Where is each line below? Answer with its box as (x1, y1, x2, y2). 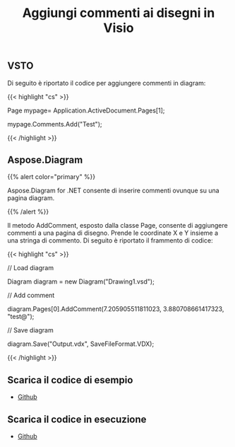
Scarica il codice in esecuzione (7, 413, 147, 425)
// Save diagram (7, 326, 54, 335)
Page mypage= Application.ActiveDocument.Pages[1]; (7, 106, 165, 115)
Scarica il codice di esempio (7, 373, 133, 386)
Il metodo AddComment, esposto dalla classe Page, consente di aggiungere (7, 221, 228, 230)
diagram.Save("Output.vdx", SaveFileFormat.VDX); (7, 339, 155, 348)
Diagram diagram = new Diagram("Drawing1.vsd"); (7, 277, 155, 286)
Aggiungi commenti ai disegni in (22, 5, 215, 21)
